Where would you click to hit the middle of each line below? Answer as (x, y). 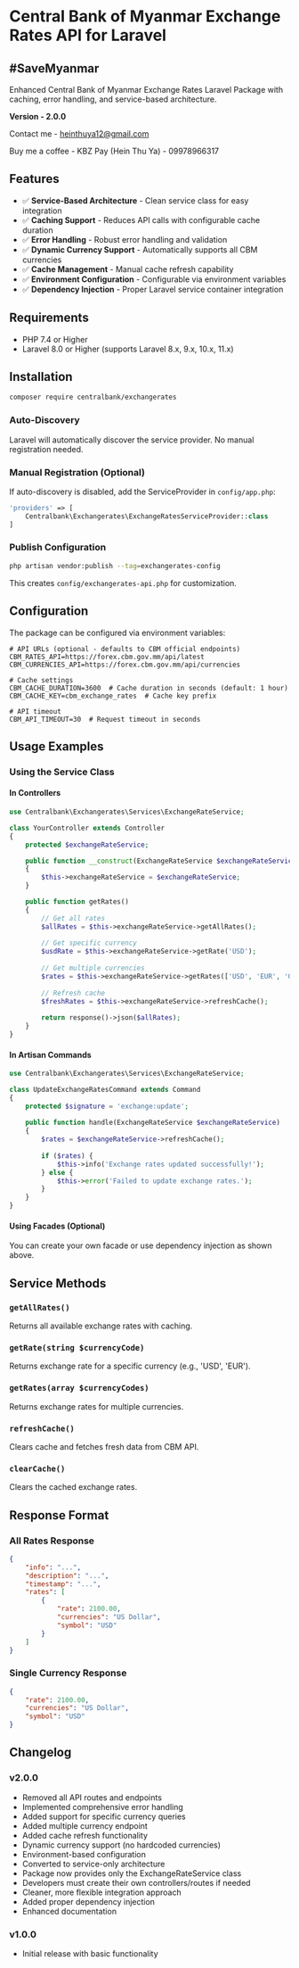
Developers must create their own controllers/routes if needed (136, 1882)
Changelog (40, 1753)
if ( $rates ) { (67, 1156)
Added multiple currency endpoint (85, 1825)
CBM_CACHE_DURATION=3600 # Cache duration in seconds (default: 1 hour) (149, 688)
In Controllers (35, 793)
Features (34, 179)
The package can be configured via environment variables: (117, 633)
